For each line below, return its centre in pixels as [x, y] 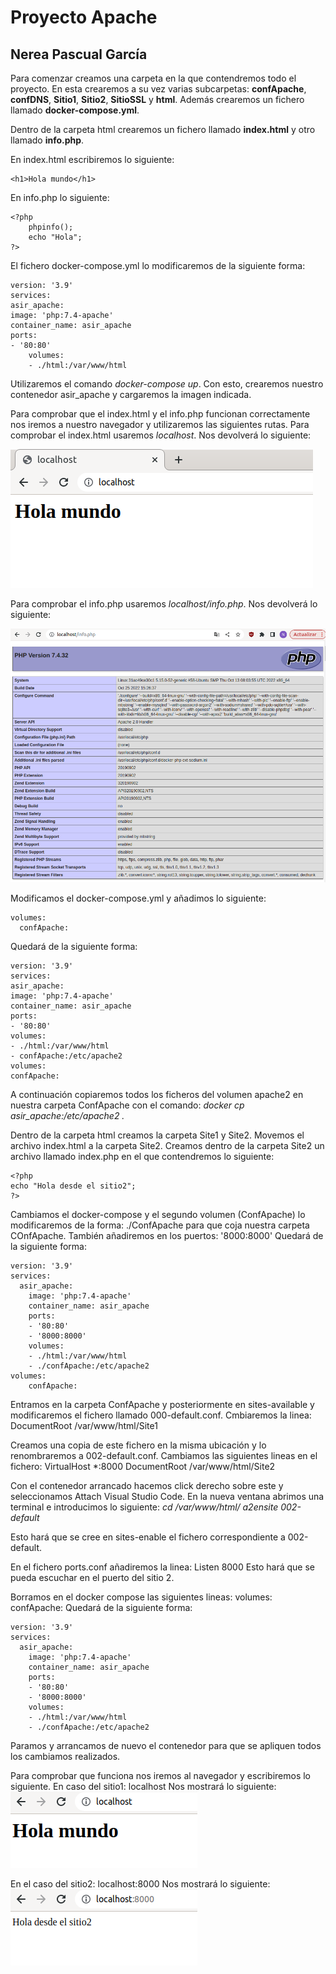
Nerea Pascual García [79, 54]
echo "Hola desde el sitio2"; [73, 1186]
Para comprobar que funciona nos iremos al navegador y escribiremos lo [160, 1776]
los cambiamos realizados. [65, 1757]
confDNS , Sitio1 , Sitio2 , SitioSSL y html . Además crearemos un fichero [157, 99]
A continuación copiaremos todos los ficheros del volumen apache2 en [157, 1095]
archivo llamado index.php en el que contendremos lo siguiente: [142, 1157]
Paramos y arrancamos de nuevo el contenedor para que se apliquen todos [166, 1746]
